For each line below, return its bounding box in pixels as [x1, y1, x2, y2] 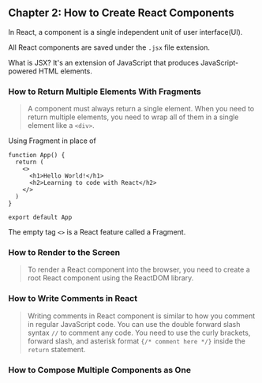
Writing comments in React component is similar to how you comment [27, 311, 256, 321]
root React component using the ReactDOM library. [27, 273, 194, 283]
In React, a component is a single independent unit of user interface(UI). [8, 27, 243, 36]
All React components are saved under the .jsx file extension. [8, 43, 211, 52]
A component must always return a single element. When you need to [27, 104, 255, 114]
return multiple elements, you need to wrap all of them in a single [27, 112, 239, 122]
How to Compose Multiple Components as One [8, 364, 192, 375]
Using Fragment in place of [8, 136, 96, 145]
